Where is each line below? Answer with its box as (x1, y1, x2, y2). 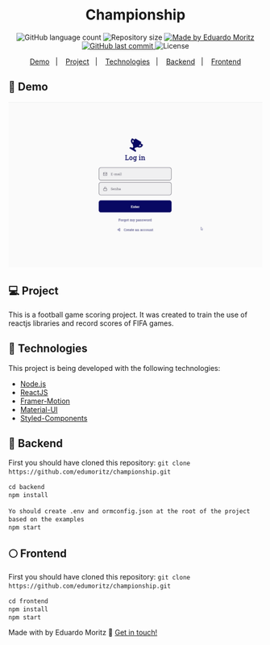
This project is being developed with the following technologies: (8, 363, 221, 373)
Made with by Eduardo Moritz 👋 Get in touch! (8, 628, 158, 638)
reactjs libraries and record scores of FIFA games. (8, 318, 174, 328)
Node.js (19, 378, 47, 389)
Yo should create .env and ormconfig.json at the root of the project (8, 508, 251, 516)
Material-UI (19, 404, 58, 414)
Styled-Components (19, 413, 88, 423)
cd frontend (8, 597, 48, 605)
